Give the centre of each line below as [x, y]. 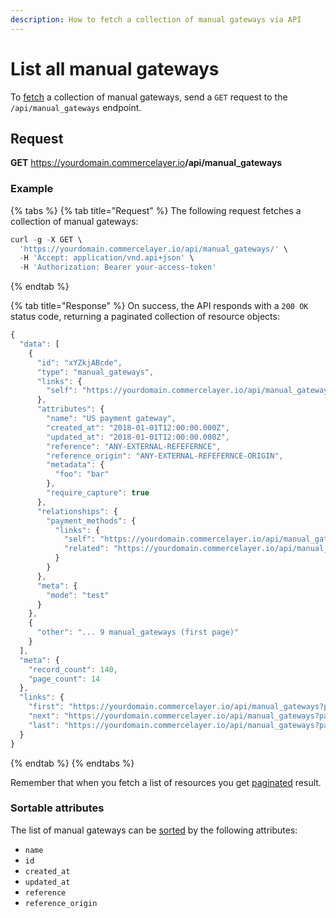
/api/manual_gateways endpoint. [76, 107]
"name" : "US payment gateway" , [111, 419]
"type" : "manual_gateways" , [95, 372]
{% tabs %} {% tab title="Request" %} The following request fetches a [156, 210]
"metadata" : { [75, 465]
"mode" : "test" [78, 595]
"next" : [44, 716]
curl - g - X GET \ [46, 239]
